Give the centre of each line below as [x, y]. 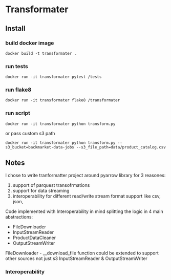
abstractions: [19, 217]
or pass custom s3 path [30, 133]
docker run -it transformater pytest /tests [54, 77]
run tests [17, 66]
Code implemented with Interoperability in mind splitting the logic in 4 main [84, 211]
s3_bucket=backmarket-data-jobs [40, 147]
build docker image [30, 43]
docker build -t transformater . [41, 53]
